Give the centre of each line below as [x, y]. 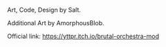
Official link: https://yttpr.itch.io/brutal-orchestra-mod [83, 36]
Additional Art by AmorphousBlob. [56, 23]
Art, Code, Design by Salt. [44, 10]
